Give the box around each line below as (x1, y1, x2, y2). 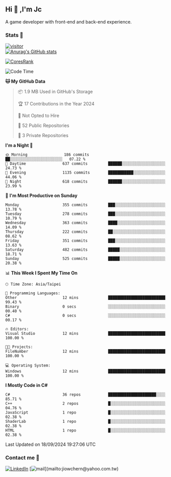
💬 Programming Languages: (5, 291, 60, 296)
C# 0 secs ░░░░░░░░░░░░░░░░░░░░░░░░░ (5, 313, 166, 318)
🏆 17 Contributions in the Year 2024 (17, 101, 94, 107)
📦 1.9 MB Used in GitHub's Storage (17, 89, 93, 95)
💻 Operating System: (5, 363, 51, 368)
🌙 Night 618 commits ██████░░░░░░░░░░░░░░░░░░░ (5, 179, 166, 184)
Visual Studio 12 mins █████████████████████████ (5, 331, 166, 336)
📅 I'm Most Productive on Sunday (5, 192, 78, 199)
